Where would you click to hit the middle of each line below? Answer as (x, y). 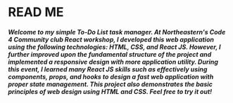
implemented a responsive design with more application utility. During (113, 62)
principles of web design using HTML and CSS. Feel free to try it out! (110, 91)
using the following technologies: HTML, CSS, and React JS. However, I (114, 47)
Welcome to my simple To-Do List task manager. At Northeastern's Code (117, 32)
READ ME (36, 12)
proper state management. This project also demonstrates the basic (111, 84)
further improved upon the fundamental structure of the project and (110, 54)
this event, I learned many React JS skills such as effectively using (108, 69)
